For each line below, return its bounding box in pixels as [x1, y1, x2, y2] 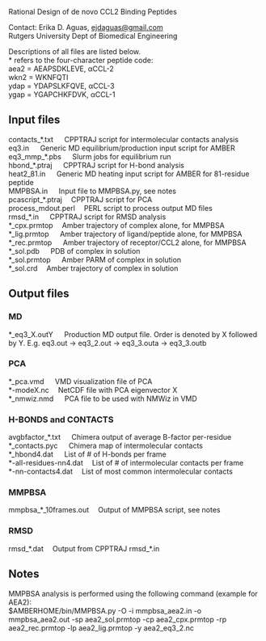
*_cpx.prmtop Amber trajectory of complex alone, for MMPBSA [8, 220, 225, 230]
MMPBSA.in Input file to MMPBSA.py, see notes [8, 186, 176, 196]
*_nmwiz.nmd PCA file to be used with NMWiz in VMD [8, 394, 198, 403]
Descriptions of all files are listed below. [8, 47, 141, 56]
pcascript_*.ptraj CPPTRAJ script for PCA [8, 194, 153, 205]
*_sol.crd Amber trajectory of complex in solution [8, 263, 179, 273]
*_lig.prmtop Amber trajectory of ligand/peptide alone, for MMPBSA [8, 229, 243, 238]
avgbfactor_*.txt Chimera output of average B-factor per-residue [8, 432, 232, 442]
